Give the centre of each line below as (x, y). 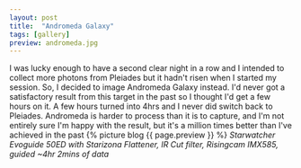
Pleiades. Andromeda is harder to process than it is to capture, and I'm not (147, 116)
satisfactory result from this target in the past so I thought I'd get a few (140, 97)
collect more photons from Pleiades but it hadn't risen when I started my (143, 78)
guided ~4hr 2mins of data (59, 155)
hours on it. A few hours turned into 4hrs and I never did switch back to (141, 106)
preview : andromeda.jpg (54, 43)
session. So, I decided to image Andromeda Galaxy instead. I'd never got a (147, 87)
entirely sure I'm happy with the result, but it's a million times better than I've (150, 126)
